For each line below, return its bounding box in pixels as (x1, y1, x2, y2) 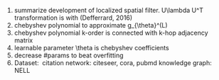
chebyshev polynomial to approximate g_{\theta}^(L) (14, 21, 169, 29)
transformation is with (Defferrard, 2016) (14, 13, 133, 22)
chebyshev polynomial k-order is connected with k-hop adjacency (14, 28, 208, 37)
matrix (14, 36, 33, 45)
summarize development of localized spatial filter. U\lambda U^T (14, 6, 204, 14)
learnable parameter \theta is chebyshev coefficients (14, 44, 169, 52)
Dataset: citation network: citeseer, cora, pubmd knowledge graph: (14, 59, 212, 67)
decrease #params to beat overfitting (14, 51, 124, 59)
